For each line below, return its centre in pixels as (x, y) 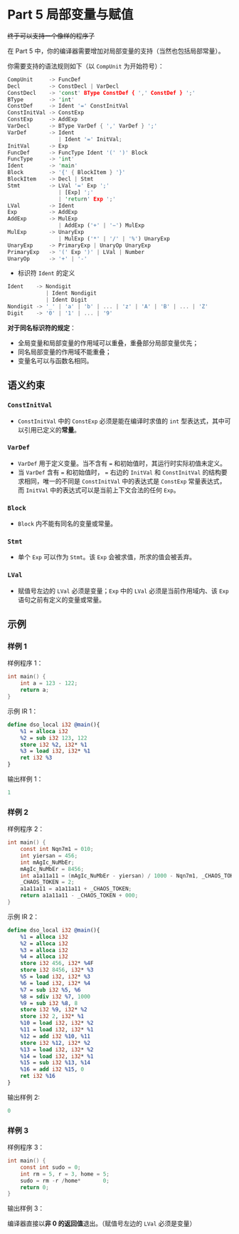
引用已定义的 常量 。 (52, 429)
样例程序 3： (26, 1147)
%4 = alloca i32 (44, 957)
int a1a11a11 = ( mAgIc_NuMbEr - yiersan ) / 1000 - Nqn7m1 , (110, 876)
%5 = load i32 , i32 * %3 (55, 977)
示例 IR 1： (23, 711)
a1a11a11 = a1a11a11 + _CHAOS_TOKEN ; (76, 889)
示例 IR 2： (23, 917)
